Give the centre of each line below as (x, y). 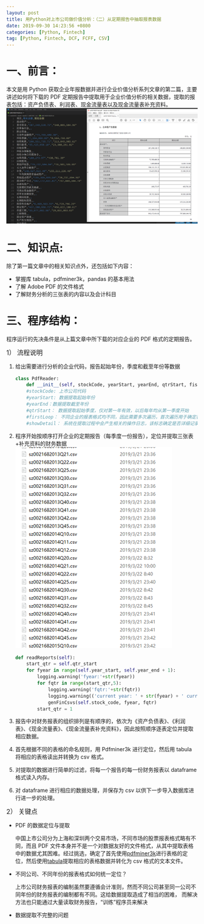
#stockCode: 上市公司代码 (56, 391)
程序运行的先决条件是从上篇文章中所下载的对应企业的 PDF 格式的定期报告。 (101, 339)
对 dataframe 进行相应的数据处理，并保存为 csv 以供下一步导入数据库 (102, 790)
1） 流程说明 (25, 353)
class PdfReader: (37, 378)
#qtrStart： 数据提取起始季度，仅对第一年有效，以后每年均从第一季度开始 (108, 411)
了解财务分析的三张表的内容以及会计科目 (66, 294)
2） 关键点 (22, 812)
